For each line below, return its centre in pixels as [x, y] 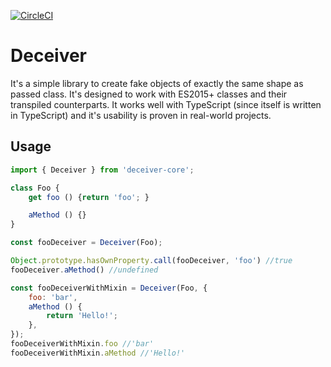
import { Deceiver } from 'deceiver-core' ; [102, 170]
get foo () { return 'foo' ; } [89, 197]
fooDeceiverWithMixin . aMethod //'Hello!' [98, 353]
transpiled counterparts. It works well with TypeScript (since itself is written [166, 104]
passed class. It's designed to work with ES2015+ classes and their [149, 94]
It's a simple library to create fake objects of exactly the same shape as [157, 83]
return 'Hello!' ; [82, 316]
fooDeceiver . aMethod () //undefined [84, 270]
